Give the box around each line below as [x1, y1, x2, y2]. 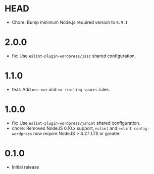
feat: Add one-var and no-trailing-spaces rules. [11, 86, 110, 92]
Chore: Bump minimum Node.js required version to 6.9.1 [11, 19, 128, 25]
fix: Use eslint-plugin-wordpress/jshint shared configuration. [11, 120, 141, 126]
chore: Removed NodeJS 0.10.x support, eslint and [11, 125, 117, 131]
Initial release [11, 164, 39, 170]
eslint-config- [118, 126, 150, 131]
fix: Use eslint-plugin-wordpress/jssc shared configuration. [11, 53, 136, 59]
